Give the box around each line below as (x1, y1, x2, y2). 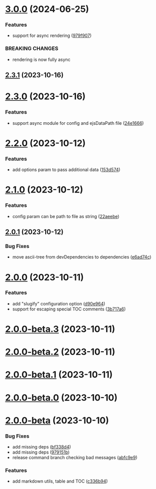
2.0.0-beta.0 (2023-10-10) (5, 392, 118, 403)
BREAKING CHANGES (5, 45, 59, 52)
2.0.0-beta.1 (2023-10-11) (5, 369, 113, 380)
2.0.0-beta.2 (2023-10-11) (5, 346, 115, 358)
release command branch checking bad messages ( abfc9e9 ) (12, 455, 138, 461)
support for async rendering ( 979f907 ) (12, 32, 92, 38)
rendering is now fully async (12, 56, 71, 62)
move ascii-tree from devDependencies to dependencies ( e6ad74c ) (12, 254, 152, 260)
